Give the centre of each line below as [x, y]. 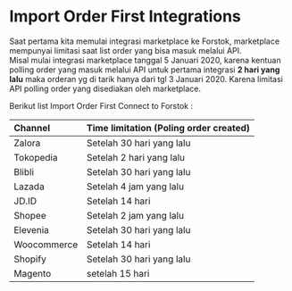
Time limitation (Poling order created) [168, 128]
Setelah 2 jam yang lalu [135, 215]
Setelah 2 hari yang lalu [136, 157]
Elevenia [31, 229]
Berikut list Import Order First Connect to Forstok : [101, 105]
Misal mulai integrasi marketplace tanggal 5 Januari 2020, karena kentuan [145, 60]
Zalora [27, 143]
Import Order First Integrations [125, 17]
